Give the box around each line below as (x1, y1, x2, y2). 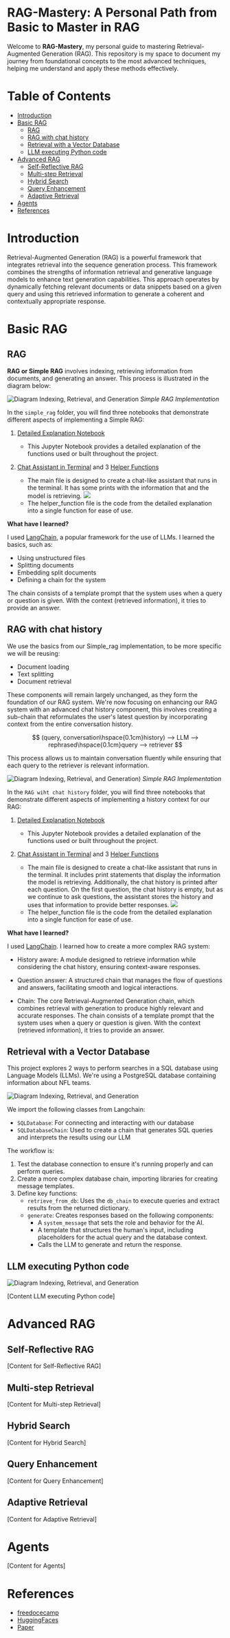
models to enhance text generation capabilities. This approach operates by (7, 275, 220, 283)
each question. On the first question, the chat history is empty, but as (27, 885, 223, 893)
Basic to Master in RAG (7, 19, 140, 35)
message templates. (16, 1182, 75, 1190)
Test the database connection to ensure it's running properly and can (16, 1160, 214, 1168)
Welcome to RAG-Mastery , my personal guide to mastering (7, 42, 176, 50)
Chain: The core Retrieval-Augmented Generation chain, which (16, 997, 195, 1005)
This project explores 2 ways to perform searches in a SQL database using (7, 1064, 218, 1072)
